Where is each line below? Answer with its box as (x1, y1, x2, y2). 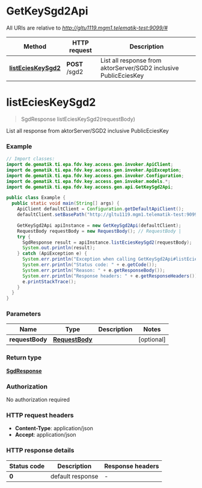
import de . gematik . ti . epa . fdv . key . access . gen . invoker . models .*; (6, 178, 171, 185)
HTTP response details (6, 446, 75, 455)
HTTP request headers (6, 411, 74, 419)
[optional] (138, 335, 167, 344)
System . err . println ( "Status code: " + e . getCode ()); (22, 262, 158, 268)
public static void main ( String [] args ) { (11, 200, 120, 206)
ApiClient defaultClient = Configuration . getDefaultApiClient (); (17, 206, 185, 212)
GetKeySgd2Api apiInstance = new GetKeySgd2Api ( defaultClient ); (17, 222, 182, 229)
